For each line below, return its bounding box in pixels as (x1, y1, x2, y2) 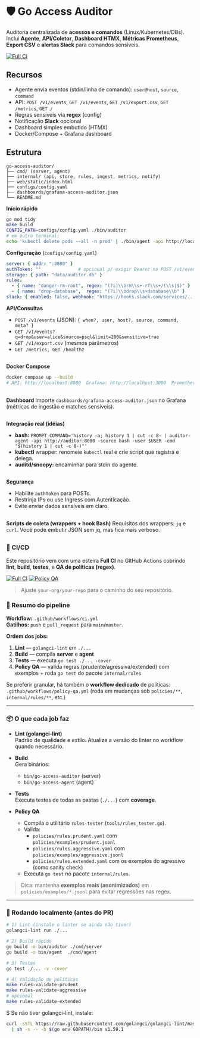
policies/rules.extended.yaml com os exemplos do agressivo (32, 858, 186, 865)
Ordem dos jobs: (6, 632, 48, 640)
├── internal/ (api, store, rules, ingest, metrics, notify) (6, 173, 161, 179)
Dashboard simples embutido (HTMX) (14, 123, 108, 131)
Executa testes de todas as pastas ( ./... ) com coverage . (14, 796, 157, 804)
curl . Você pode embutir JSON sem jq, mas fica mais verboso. (6, 526, 160, 533)
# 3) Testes (6, 960, 36, 966)
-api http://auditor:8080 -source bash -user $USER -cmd (30, 438, 176, 444)
